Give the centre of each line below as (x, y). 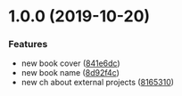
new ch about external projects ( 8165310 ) (98, 83)
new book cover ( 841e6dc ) (71, 63)
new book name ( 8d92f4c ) (70, 73)
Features (28, 44)
